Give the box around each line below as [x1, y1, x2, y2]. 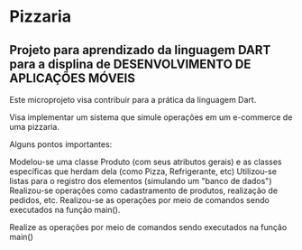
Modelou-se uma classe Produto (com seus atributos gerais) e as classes [9, 156, 282, 167]
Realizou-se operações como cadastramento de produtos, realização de [9, 185, 278, 196]
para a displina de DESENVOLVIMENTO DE [9, 56, 252, 71]
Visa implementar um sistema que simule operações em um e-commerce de [9, 112, 293, 123]
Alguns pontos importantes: [9, 139, 113, 150]
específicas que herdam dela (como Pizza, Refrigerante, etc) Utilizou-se [9, 166, 278, 177]
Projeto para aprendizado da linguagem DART [9, 42, 271, 58]
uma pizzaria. [9, 122, 60, 132]
